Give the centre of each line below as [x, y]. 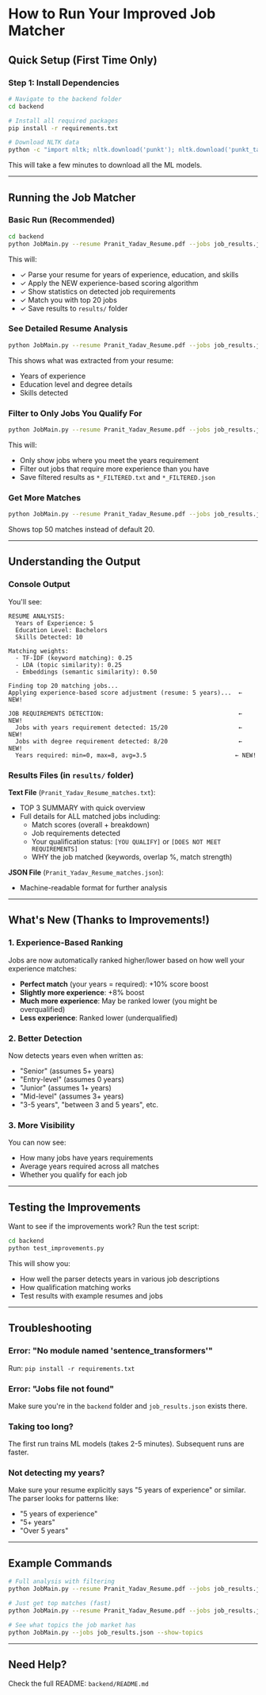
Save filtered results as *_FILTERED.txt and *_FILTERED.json [118, 477]
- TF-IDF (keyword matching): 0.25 [74, 658]
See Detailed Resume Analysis [68, 329]
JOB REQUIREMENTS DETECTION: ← [125, 713]
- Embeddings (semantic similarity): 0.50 [86, 672]
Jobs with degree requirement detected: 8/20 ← [129, 741]
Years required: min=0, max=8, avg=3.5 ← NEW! [136, 755]
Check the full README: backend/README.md [78, 1684]
